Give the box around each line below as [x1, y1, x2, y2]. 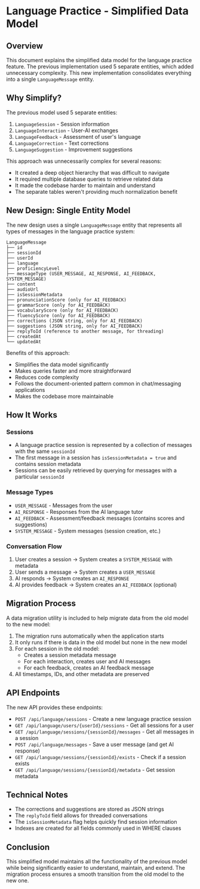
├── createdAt [6, 333, 42, 339]
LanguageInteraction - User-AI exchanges [14, 127, 118, 134]
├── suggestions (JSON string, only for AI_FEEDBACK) [6, 323, 143, 329]
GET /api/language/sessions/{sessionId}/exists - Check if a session [14, 753, 186, 760]
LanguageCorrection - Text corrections [14, 139, 109, 147]
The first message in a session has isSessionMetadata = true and [14, 454, 177, 461]
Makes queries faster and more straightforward [14, 367, 131, 375]
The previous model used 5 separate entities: [6, 109, 118, 116]
